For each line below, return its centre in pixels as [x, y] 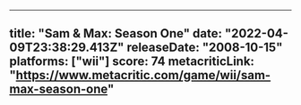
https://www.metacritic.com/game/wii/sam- [143, 75]
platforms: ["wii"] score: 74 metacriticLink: [132, 62]
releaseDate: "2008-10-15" [205, 48]
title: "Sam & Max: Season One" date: [116, 33]
